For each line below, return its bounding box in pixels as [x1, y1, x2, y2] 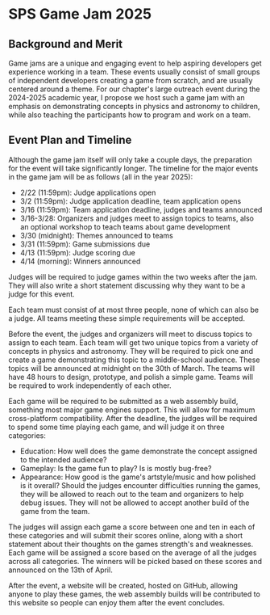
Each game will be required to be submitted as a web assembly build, [8, 396, 239, 406]
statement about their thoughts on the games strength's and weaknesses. [8, 539, 254, 549]
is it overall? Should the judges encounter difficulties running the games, [19, 480, 260, 490]
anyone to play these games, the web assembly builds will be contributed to [8, 589, 260, 599]
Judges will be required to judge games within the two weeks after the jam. [8, 272, 258, 281]
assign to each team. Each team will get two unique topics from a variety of [8, 337, 259, 348]
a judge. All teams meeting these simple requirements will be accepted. [8, 313, 246, 323]
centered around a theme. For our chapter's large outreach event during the [8, 84, 260, 94]
